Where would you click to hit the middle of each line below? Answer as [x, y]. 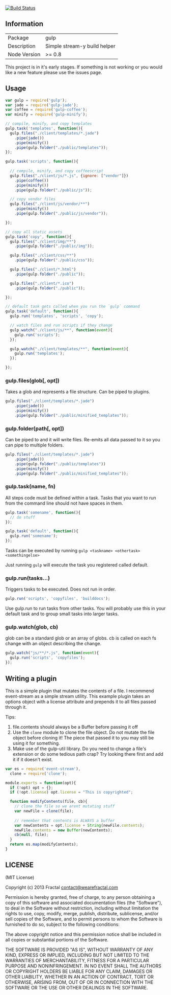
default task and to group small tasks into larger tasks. [62, 614]
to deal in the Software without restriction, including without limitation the [82, 908]
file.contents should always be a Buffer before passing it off [75, 727]
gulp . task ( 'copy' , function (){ [38, 237]
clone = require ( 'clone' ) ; [38, 774]
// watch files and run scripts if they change [61, 325]
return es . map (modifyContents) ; [44, 844]
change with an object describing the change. [53, 644]
